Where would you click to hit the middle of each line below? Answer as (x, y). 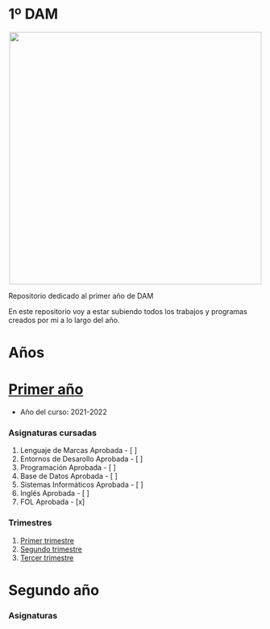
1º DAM (33, 14)
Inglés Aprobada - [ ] (55, 493)
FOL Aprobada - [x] (52, 502)
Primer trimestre (47, 540)
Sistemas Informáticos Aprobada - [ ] (81, 484)
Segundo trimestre (51, 549)
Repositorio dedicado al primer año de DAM (81, 296)
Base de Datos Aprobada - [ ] (69, 476)
